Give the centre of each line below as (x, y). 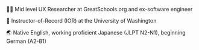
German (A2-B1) (27, 41)
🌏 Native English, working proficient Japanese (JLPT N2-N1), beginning (96, 32)
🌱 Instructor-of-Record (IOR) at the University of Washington (81, 21)
